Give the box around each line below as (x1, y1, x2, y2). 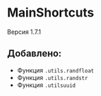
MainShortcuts (7, 5, 94, 21)
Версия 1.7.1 (7, 28, 41, 36)
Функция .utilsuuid (16, 81, 76, 89)
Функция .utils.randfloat (16, 66, 94, 74)
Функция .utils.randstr (16, 73, 88, 81)
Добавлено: (7, 48, 62, 59)
